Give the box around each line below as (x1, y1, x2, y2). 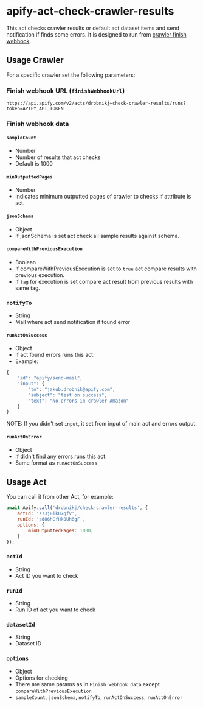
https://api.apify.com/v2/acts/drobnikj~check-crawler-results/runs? (6, 100, 187, 107)
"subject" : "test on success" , (28, 392, 108, 398)
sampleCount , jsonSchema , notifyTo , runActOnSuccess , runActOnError (15, 693, 183, 701)
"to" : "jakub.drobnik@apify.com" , (28, 386, 115, 392)
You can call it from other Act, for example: (6, 493, 114, 501)
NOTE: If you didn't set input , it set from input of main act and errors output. (6, 420, 198, 427)
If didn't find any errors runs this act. (15, 452, 108, 460)
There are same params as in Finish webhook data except (15, 680, 160, 688)
